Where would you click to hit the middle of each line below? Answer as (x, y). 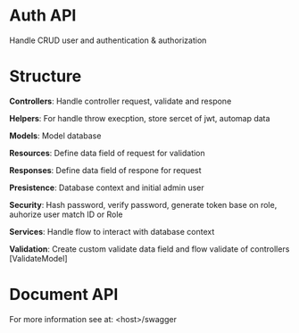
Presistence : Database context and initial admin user (107, 187)
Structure (46, 76)
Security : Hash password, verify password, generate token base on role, (143, 204)
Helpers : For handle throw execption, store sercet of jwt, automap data (140, 118)
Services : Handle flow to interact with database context (112, 231)
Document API (64, 295)
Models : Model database (55, 136)
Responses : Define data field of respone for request (106, 170)
